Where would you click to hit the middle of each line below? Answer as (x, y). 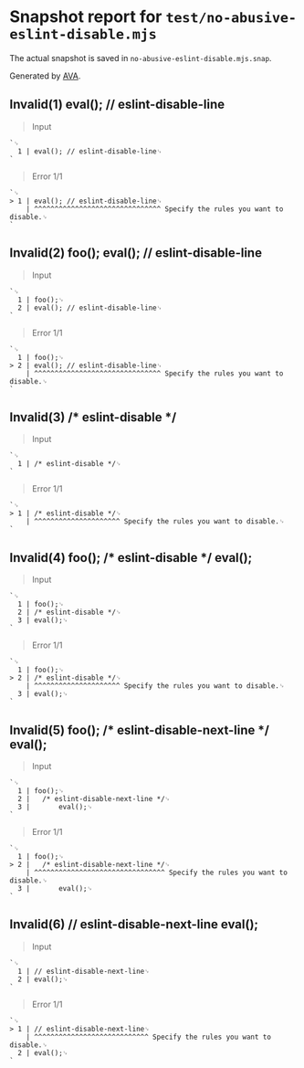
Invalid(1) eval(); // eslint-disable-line (117, 105)
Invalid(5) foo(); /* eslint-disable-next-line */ (139, 730)
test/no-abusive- (231, 18)
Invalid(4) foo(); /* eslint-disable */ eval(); (131, 558)
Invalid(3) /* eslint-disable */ (93, 417)
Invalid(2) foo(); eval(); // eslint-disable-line (136, 253)
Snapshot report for (86, 17)
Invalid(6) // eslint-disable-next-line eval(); (134, 925)
